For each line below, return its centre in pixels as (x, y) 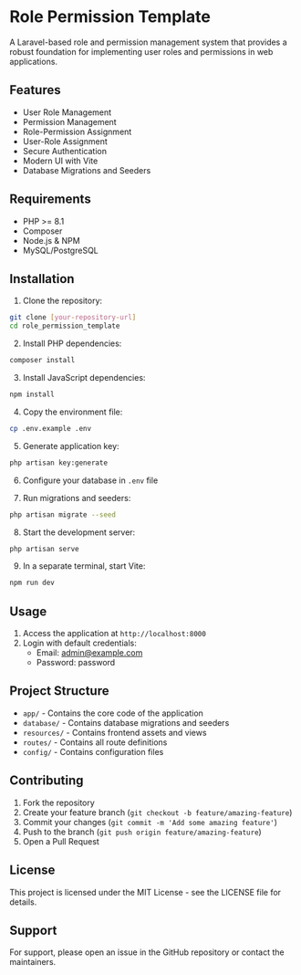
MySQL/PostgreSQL (60, 250)
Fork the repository (59, 802)
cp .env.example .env (51, 428)
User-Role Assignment (65, 141)
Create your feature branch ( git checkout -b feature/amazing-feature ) (157, 812)
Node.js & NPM (51, 240)
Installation (42, 279)
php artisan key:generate (58, 463)
